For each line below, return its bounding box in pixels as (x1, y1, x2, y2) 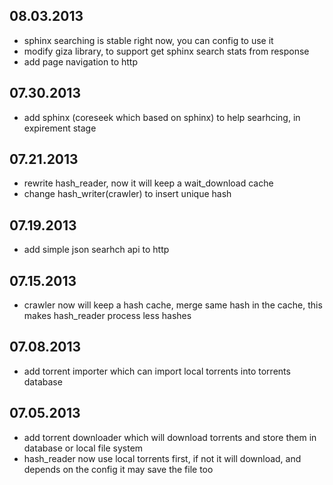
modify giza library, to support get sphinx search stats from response (23, 45, 310, 57)
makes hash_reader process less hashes (23, 310, 192, 322)
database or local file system (23, 442, 144, 454)
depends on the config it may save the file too (23, 463, 214, 475)
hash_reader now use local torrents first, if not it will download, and (23, 452, 302, 464)
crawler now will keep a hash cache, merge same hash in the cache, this (23, 299, 323, 311)
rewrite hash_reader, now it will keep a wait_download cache (23, 177, 274, 189)
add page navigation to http (23, 55, 138, 68)
